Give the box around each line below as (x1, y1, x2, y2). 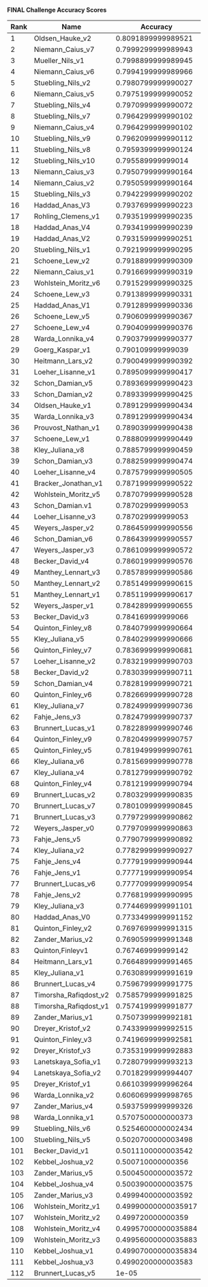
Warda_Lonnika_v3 (33, 412, 94, 421)
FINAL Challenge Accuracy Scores (7, 6, 107, 14)
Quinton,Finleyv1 (33, 946, 89, 955)
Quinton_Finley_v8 (33, 623, 92, 633)
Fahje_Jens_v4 (33, 857, 81, 866)
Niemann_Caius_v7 (33, 44, 95, 54)
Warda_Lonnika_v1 (33, 1112, 94, 1122)
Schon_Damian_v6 (33, 534, 93, 544)
